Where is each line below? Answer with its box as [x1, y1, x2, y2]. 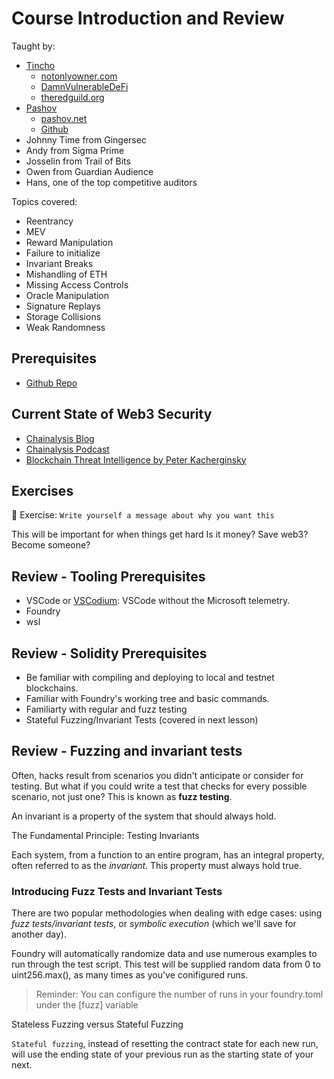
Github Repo [25, 377, 78, 389]
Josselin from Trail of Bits [25, 155, 131, 167]
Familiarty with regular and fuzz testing [25, 703, 188, 715]
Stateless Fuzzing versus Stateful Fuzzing [11, 1018, 184, 1031]
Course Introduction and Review [11, 7, 285, 30]
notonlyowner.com [40, 70, 118, 82]
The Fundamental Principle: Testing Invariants [11, 829, 200, 841]
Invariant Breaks [25, 257, 94, 269]
